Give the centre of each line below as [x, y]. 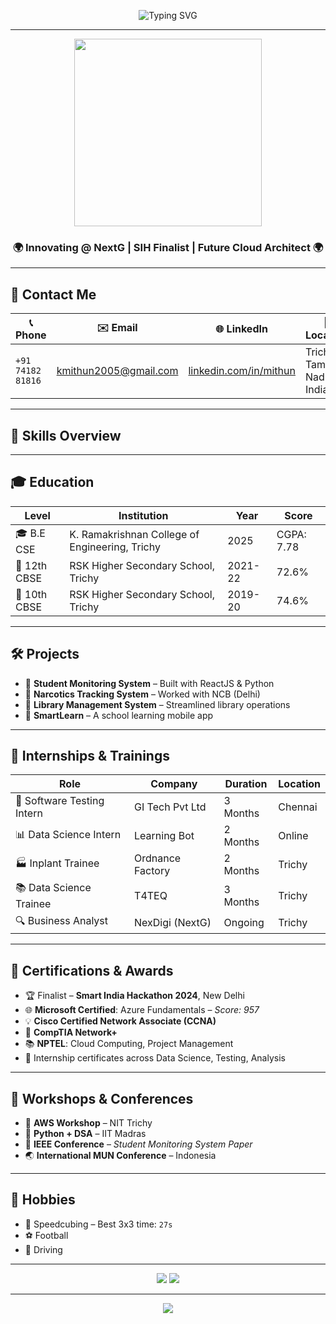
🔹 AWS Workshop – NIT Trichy [88, 1122]
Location [299, 784]
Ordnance [158, 858]
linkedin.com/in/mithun [242, 371]
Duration [246, 784]
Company [174, 784]
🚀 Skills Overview [66, 435]
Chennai [298, 807]
